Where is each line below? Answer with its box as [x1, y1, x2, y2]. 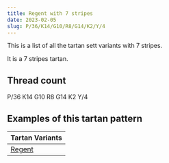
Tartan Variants [10, 133, 63, 142]
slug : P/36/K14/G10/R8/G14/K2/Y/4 [7, 23, 106, 29]
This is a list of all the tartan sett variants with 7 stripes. [7, 42, 163, 50]
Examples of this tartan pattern [7, 112, 142, 124]
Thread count [7, 75, 66, 86]
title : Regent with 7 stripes [7, 10, 94, 17]
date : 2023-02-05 [7, 16, 57, 23]
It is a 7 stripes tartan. [7, 55, 68, 63]
